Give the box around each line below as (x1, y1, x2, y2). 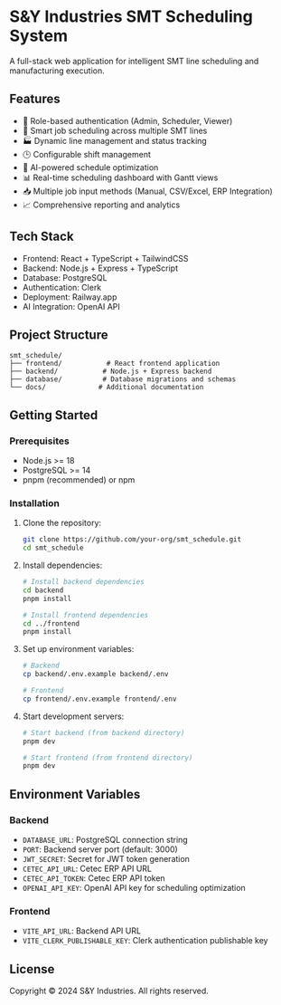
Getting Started (9, 407, 98, 423)
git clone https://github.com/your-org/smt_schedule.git (22, 535, 242, 544)
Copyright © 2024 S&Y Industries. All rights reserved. (9, 985, 210, 997)
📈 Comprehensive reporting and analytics (22, 199, 181, 210)
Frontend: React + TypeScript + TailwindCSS (22, 253, 189, 263)
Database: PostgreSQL (22, 272, 108, 282)
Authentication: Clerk (22, 282, 102, 292)
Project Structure (9, 327, 108, 342)
